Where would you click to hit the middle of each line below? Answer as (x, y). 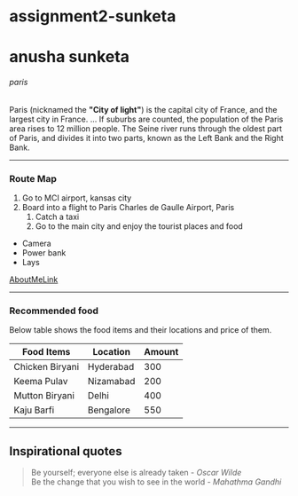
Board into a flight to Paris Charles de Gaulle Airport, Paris (128, 207)
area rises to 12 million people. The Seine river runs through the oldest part (145, 128)
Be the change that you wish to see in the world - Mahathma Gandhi (156, 482)
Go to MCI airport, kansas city (77, 198)
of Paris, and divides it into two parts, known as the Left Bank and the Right (146, 138)
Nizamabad (111, 382)
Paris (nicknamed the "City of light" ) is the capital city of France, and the (143, 109)
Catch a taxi (57, 217)
